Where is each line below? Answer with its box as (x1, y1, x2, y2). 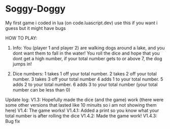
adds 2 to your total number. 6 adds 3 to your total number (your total (12, 81, 158, 88)
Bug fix (5, 118, 20, 124)
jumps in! (12, 61, 32, 67)
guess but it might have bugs (5, 25, 66, 31)
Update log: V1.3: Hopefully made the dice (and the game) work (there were (5, 97, 164, 103)
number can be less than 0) (12, 87, 71, 93)
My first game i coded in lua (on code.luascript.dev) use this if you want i (5, 20, 158, 26)
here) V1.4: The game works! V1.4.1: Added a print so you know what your (5, 107, 159, 113)
